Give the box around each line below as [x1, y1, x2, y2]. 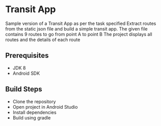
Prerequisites [5, 51, 49, 60]
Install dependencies [12, 109, 57, 115]
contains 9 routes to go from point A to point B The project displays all [5, 31, 152, 37]
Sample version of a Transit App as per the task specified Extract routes [5, 20, 156, 26]
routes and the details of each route [5, 37, 81, 43]
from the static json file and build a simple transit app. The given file [5, 25, 148, 31]
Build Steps [5, 85, 42, 93]
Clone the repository [12, 98, 56, 105]
